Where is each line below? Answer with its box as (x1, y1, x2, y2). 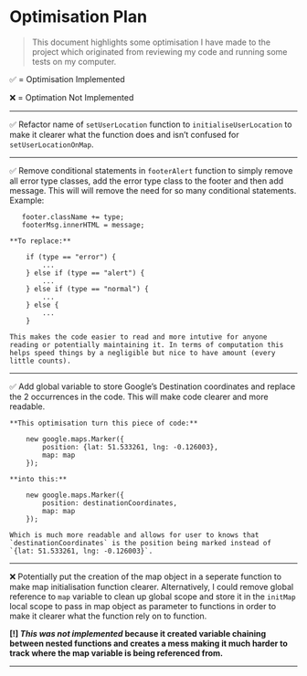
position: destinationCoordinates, (42, 498, 178, 508)
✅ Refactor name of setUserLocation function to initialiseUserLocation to (9, 119, 292, 130)
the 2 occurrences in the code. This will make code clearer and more (9, 391, 269, 402)
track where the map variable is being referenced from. (9, 647, 224, 659)
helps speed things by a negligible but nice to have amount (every (9, 348, 276, 357)
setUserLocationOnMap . (9, 139, 94, 150)
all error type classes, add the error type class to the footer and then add (9, 175, 284, 186)
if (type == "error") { (26, 252, 117, 261)
